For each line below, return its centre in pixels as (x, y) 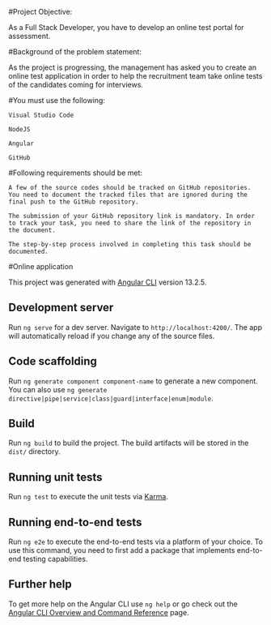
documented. (28, 251)
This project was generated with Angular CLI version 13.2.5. (108, 282)
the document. (32, 230)
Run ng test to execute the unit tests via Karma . (88, 497)
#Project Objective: (40, 12)
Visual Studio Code (41, 115)
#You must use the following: (57, 100)
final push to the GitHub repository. (74, 202)
